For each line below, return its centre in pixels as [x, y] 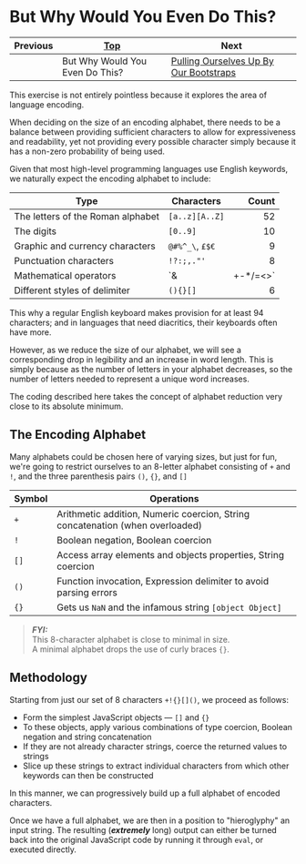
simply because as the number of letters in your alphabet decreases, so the [151, 369]
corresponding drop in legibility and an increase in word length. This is [142, 359]
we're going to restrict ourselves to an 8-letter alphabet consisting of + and [150, 466]
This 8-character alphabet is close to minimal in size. [131, 639]
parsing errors [87, 592]
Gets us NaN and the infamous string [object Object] [169, 607]
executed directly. [43, 849]
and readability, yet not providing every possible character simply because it [153, 141]
